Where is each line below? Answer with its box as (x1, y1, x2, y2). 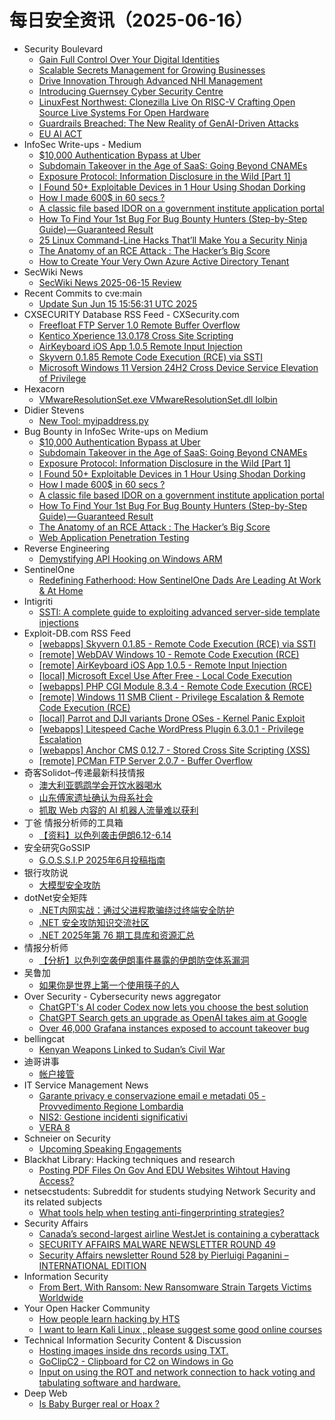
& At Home (38, 584, 84, 596)
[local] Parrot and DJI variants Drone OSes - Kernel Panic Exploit (38, 712, 306, 724)
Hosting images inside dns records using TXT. (38, 1344, 229, 1356)
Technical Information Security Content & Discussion (23, 1334, 242, 1346)
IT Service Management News (23, 1079, 149, 1091)
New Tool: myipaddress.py (38, 414, 149, 426)
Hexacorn (23, 382, 65, 395)
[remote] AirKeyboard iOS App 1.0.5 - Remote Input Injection (38, 659, 287, 671)
